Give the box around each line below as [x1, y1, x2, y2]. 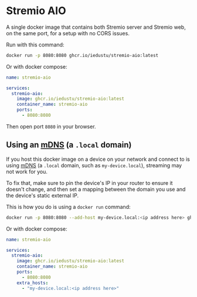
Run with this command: [6, 41, 64, 48]
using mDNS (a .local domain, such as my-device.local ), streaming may [6, 161, 182, 168]
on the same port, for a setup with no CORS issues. [6, 29, 130, 36]
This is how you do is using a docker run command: [6, 203, 131, 210]
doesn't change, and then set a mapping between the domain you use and [6, 185, 186, 193]
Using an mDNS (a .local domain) [6, 140, 132, 150]
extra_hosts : [16, 280, 49, 286]
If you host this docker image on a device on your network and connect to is [6, 156, 191, 163]
